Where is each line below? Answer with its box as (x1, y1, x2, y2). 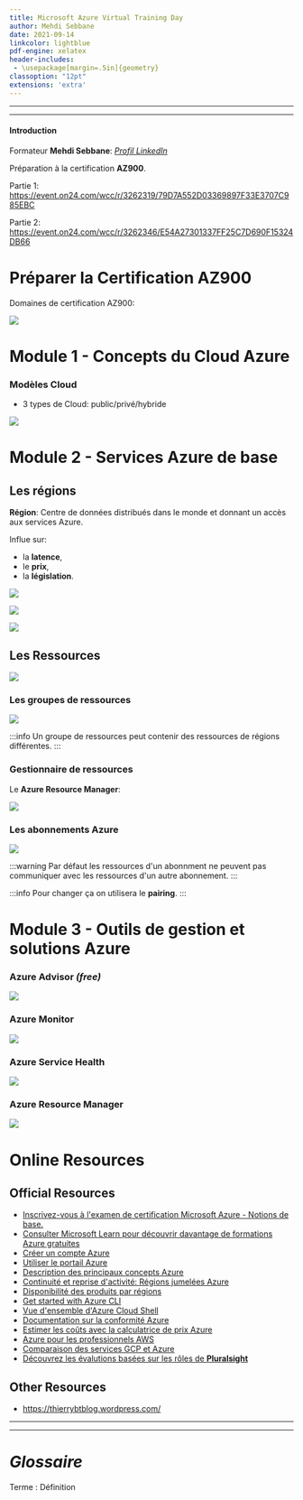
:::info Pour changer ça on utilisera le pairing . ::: (9, 887, 187, 898)
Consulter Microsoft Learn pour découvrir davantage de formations (22, 1228, 273, 1239)
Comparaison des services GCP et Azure (22, 1344, 175, 1355)
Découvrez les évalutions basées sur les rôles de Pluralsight (22, 1353, 249, 1364)
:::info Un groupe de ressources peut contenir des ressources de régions (9, 731, 280, 742)
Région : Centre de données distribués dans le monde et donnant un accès (9, 507, 287, 518)
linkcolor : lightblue (9, 38, 91, 48)
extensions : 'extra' (9, 80, 87, 89)
